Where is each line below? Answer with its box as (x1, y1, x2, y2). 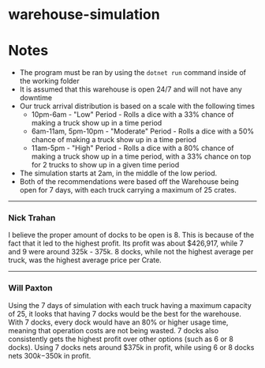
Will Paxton (8, 283, 53, 294)
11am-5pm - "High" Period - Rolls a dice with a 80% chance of (31, 144, 234, 153)
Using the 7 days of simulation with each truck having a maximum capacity (8, 300, 252, 310)
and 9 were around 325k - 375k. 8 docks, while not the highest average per (8, 247, 254, 257)
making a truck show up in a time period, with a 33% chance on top (31, 152, 252, 161)
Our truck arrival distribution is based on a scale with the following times (19, 101, 255, 111)
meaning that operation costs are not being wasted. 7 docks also (8, 325, 219, 335)
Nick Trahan (8, 212, 56, 223)
